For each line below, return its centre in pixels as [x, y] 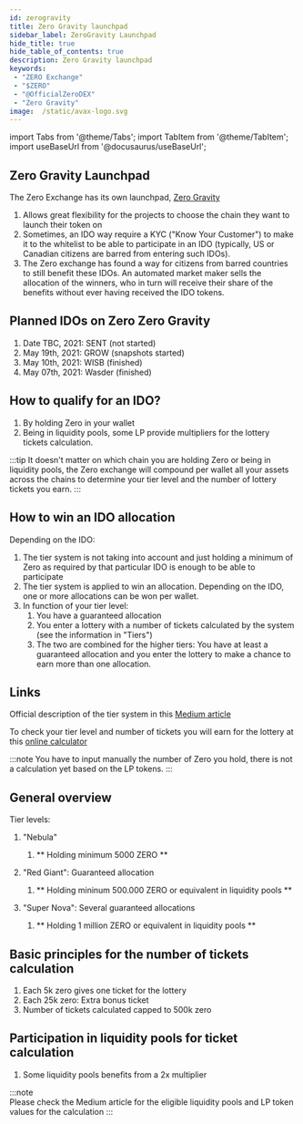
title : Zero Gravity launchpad [69, 26]
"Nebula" [40, 837]
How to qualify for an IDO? [85, 401]
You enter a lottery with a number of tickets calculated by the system [165, 624]
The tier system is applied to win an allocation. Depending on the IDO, [153, 586]
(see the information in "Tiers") [94, 634]
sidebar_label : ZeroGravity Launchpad [83, 35]
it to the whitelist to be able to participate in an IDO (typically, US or [148, 244]
